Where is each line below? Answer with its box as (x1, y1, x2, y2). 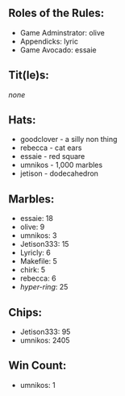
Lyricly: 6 (19, 248, 51, 257)
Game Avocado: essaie (19, 44, 97, 55)
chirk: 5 (19, 265, 46, 275)
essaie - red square (19, 152, 85, 161)
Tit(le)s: (8, 69, 50, 82)
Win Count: (8, 359, 67, 373)
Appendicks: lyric (19, 36, 79, 46)
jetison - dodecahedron (19, 169, 99, 178)
